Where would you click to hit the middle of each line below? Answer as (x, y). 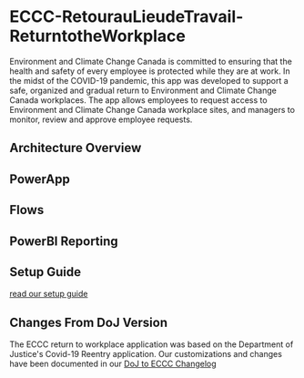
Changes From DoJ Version (89, 322)
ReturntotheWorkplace (98, 36)
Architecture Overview (76, 148)
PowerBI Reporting (64, 241)
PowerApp (40, 179)
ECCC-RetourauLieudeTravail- (127, 17)
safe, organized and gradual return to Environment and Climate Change (143, 90)
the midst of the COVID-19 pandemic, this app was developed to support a (149, 80)
